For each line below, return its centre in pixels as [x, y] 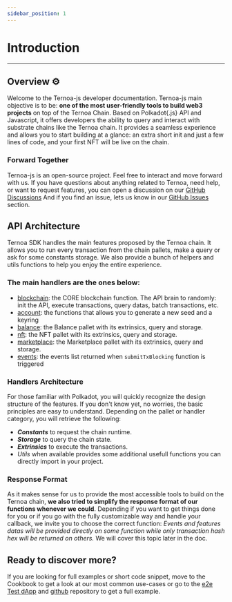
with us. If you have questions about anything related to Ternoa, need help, [114, 182]
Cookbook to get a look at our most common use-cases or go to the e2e [110, 584]
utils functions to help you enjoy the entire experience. [85, 265]
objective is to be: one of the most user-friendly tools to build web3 [105, 106]
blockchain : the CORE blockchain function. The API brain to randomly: [117, 298]
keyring [28, 320]
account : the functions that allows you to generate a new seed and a [115, 312]
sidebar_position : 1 [37, 13]
